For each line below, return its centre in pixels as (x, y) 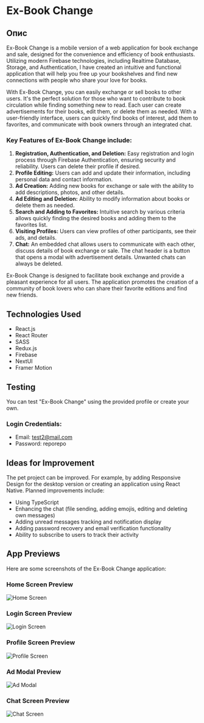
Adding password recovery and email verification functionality (93, 528)
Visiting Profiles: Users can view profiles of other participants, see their (106, 231)
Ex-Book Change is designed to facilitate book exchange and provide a (95, 276)
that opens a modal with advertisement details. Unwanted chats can (100, 257)
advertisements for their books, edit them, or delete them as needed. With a (101, 111)
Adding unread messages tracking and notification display (88, 522)
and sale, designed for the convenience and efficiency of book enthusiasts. (101, 54)
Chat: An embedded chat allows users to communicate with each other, (105, 244)
